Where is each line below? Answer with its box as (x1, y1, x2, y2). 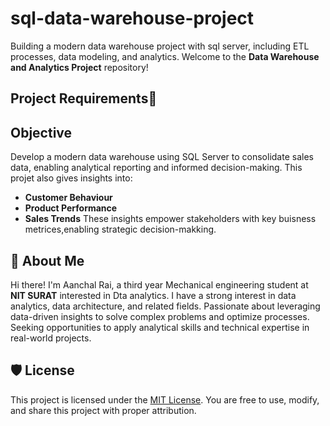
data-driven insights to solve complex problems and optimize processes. (10, 310, 310, 322)
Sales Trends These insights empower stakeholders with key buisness (24, 213, 317, 225)
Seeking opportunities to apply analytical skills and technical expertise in (10, 321, 310, 333)
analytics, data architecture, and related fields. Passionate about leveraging (10, 300, 321, 312)
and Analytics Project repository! (10, 61, 149, 73)
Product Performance (24, 202, 118, 214)
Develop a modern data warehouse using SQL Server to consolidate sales (10, 151, 314, 163)
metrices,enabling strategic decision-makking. (24, 223, 217, 236)
